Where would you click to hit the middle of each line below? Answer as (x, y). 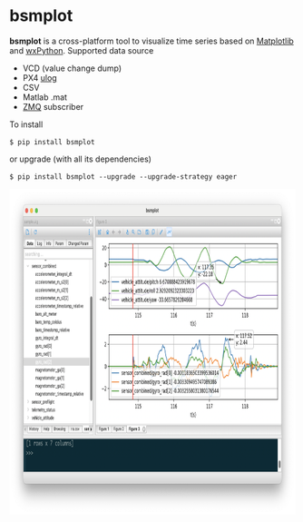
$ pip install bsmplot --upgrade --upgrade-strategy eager (123, 177)
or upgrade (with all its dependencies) (81, 159)
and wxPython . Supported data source (82, 50)
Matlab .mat (45, 97)
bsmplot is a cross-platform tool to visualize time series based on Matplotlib (152, 41)
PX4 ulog (39, 77)
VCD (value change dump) (72, 68)
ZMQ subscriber (53, 106)
